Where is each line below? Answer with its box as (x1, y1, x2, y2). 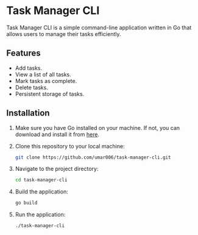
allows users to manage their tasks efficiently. (6, 30, 121, 37)
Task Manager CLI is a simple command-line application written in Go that (6, 24, 192, 31)
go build (15, 200, 38, 206)
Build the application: (15, 188, 68, 195)
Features (6, 48, 41, 59)
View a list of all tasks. (15, 71, 71, 78)
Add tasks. (15, 64, 43, 71)
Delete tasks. (15, 84, 49, 91)
